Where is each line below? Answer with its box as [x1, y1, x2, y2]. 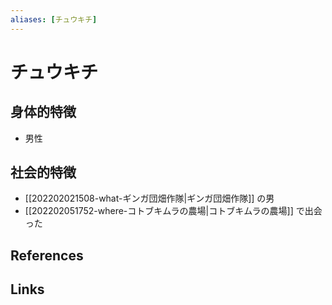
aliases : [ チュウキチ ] [10, 14, 98, 25]
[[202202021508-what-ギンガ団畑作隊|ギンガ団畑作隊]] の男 [24, 192, 275, 205]
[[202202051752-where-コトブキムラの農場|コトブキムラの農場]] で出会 [24, 205, 323, 217]
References [10, 247, 84, 264]
